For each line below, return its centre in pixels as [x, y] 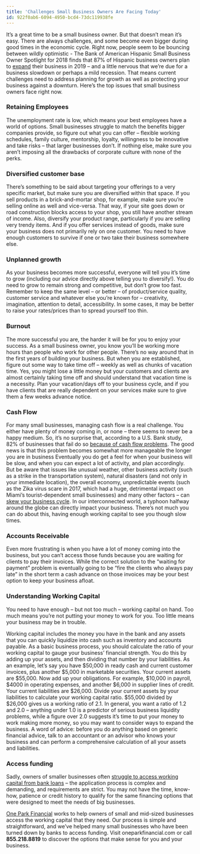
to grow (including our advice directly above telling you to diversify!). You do [100, 279]
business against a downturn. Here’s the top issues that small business [93, 85]
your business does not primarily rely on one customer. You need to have [96, 232]
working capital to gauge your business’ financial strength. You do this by [96, 652]
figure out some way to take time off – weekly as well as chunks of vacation [99, 364]
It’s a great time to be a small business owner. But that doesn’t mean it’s [94, 34]
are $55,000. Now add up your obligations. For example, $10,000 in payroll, [99, 678]
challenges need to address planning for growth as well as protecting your [98, 79]
